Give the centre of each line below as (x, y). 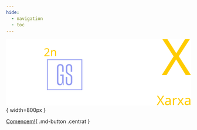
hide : (13, 12)
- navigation (27, 18)
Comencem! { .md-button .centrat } (48, 122)
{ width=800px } (26, 110)
